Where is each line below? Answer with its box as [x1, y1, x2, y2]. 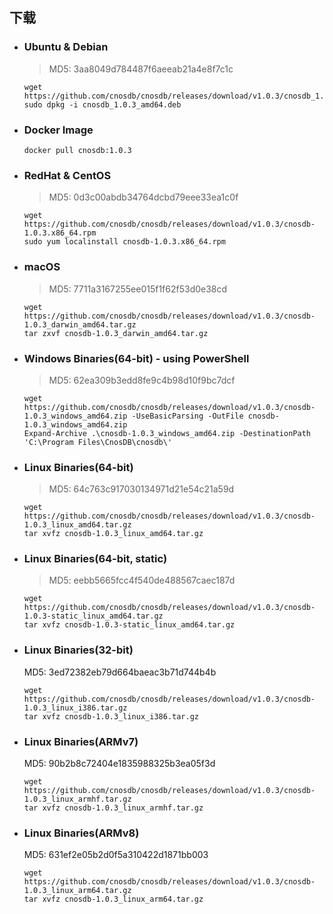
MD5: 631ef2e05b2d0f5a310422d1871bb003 [23, 849, 209, 861]
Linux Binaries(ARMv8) [23, 826, 140, 840]
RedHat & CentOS [23, 168, 112, 182]
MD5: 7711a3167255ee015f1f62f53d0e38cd [48, 283, 228, 295]
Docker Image [23, 123, 94, 137]
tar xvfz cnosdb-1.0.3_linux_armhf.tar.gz [23, 803, 204, 813]
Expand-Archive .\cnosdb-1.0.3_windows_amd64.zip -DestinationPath [23, 428, 311, 438]
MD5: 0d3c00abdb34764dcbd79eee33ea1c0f [48, 191, 239, 203]
